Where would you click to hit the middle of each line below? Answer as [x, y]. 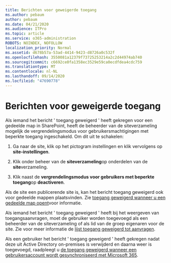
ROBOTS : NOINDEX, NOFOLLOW [34, 43]
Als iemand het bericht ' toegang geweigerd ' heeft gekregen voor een [79, 120]
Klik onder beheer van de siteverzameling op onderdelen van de [80, 161]
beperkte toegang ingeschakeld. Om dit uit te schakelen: [64, 136]
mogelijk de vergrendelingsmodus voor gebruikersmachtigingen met [77, 131]
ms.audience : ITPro [26, 29]
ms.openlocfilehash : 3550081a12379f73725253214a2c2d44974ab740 [74, 57]
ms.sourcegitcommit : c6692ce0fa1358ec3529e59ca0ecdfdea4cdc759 [74, 62]
